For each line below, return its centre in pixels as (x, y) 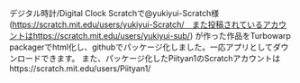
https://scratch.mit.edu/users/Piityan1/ (80, 69)
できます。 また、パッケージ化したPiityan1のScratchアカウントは (160, 58)
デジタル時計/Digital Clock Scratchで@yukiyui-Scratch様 (114, 13)
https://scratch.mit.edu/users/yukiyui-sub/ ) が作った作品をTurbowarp (162, 36)
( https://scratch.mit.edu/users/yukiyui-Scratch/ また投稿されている (136, 24)
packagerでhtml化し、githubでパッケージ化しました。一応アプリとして (141, 47)
